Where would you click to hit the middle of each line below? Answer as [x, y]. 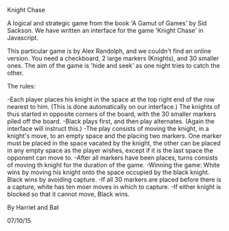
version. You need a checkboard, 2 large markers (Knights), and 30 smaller [113, 58]
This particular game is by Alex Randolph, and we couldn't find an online [109, 51]
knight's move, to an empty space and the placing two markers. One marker [114, 136]
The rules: [21, 86]
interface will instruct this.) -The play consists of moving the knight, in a [108, 129]
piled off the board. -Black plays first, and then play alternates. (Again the [111, 121]
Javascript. [23, 38]
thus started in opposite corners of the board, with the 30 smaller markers [112, 114]
